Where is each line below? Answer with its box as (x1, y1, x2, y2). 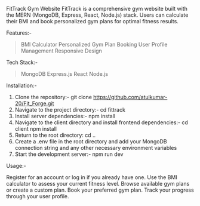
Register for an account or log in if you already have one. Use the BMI (6, 174, 177, 181)
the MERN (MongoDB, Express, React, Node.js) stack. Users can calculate (6, 11, 189, 19)
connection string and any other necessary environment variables (14, 144, 177, 151)
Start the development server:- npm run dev (14, 150, 124, 158)
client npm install (14, 125, 57, 132)
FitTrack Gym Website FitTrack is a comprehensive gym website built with (6, 5, 188, 12)
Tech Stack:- (6, 59, 38, 66)
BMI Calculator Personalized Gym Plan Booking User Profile (20, 41, 168, 48)
